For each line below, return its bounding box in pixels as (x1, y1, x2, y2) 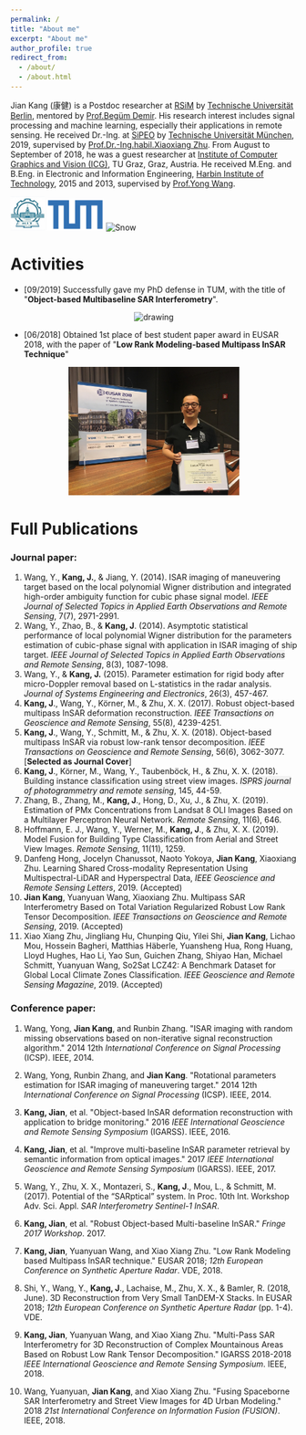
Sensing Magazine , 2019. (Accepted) (23, 979, 163, 990)
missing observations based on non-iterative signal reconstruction (23, 1032, 273, 1043)
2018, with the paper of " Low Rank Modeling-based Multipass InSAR (23, 339, 286, 350)
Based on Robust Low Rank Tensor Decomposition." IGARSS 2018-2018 (23, 1348, 292, 1359)
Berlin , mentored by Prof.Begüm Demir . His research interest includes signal (10, 110, 295, 120)
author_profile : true (10, 44, 93, 53)
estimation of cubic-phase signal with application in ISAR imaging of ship (23, 640, 298, 651)
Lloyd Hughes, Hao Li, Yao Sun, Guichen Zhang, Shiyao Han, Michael (23, 950, 283, 961)
